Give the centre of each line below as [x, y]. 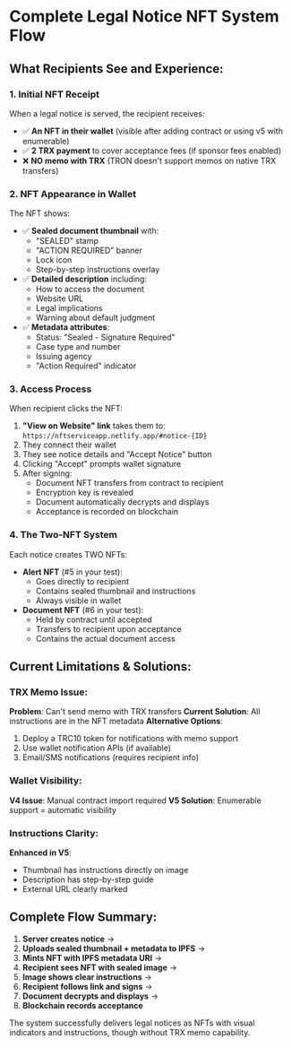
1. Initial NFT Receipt [55, 94]
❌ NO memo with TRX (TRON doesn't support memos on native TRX [149, 160]
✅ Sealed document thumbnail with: [90, 231]
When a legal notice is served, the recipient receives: [107, 113]
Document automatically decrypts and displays [122, 502]
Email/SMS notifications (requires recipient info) [111, 757]
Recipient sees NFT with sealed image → [99, 967]
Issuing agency [64, 357]
